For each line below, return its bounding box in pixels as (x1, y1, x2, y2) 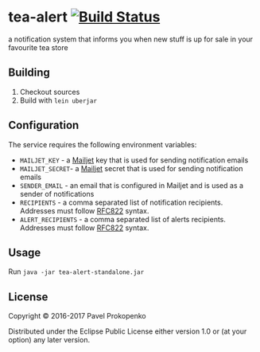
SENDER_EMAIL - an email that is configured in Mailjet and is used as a (19, 180, 244, 190)
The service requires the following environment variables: (8, 139, 197, 149)
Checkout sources (19, 87, 80, 96)
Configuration (8, 119, 80, 132)
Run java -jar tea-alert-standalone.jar (8, 267, 145, 276)
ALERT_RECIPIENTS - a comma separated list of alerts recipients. (19, 214, 227, 224)
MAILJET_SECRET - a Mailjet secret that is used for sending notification (19, 163, 243, 173)
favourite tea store (8, 42, 69, 52)
